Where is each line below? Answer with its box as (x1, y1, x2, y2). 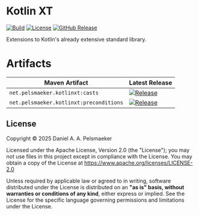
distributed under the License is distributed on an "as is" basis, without (6, 183, 185, 190)
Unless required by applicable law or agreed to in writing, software (6, 177, 171, 184)
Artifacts (6, 57, 52, 70)
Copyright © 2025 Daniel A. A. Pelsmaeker (6, 135, 112, 142)
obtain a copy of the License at (6, 159, 83, 166)
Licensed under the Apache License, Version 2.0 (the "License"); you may (6, 146, 190, 154)
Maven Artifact (44, 78, 88, 86)
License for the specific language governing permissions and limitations (6, 196, 185, 204)
